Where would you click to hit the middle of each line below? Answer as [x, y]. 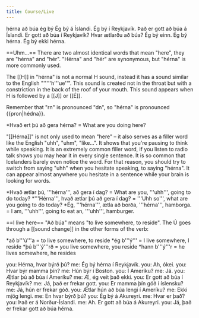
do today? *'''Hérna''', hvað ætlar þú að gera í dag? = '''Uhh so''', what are [97, 198]
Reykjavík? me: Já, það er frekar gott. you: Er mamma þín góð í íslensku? [95, 283]
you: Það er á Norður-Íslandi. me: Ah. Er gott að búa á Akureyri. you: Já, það [99, 302]
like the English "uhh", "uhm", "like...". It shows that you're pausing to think [97, 142]
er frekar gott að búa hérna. [40, 309]
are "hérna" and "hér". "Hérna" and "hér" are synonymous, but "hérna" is [96, 59]
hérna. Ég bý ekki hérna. [36, 41]
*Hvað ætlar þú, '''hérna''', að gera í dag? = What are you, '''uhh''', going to [99, 192]
